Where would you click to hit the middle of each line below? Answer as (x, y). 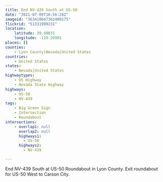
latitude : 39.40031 (35, 33)
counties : (16, 47)
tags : (11, 104)
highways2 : (30, 146)
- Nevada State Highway (39, 84)
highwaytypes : (20, 75)
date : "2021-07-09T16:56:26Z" (37, 15)
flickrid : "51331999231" (31, 24)
